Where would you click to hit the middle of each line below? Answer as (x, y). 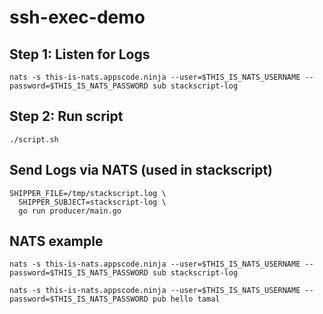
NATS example (56, 241)
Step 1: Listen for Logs (80, 54)
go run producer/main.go (70, 211)
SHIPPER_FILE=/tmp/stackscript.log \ (88, 193)
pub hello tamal (186, 299)
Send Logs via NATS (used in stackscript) (141, 170)
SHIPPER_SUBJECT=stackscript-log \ (92, 202)
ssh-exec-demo (77, 17)
